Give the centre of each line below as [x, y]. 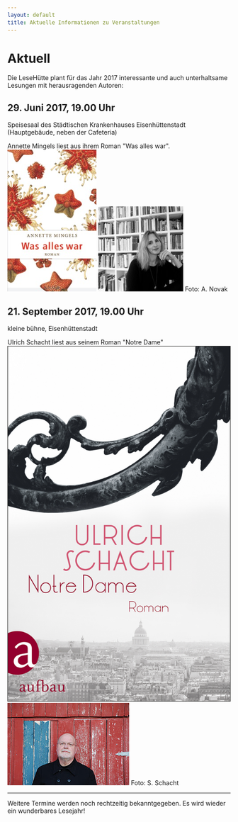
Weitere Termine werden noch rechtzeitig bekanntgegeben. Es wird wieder [117, 804]
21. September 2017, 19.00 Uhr [75, 311]
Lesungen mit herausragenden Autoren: [66, 86]
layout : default [31, 15]
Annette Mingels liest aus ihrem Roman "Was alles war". [89, 146]
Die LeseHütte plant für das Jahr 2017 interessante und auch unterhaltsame [118, 78]
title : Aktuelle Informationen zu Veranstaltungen [84, 22]
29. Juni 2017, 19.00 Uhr [61, 107]
